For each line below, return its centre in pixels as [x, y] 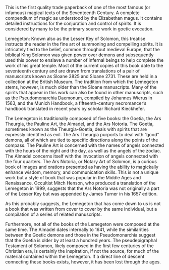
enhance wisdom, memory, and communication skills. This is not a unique [82, 172]
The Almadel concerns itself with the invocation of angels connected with [82, 156]
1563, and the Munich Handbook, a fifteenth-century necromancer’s [76, 103]
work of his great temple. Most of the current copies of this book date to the [84, 66]
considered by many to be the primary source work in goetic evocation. [79, 29]
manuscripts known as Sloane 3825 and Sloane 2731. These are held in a [81, 76]
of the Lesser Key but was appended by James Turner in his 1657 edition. [81, 194]
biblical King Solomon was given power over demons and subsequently [79, 55]
